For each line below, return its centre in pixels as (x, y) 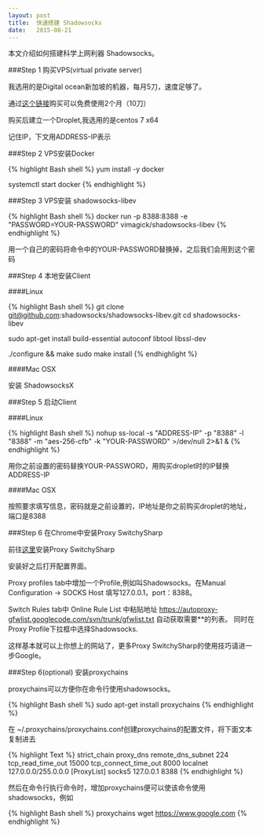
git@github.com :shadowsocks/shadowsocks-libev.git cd (100, 315)
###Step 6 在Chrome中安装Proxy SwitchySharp (86, 533)
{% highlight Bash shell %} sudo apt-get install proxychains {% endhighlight (131, 705)
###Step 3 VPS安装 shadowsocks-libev (72, 200)
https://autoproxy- (188, 609)
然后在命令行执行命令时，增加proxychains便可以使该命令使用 (107, 788)
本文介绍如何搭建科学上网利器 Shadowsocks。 (84, 53)
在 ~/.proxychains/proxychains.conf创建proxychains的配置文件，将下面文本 (130, 729)
